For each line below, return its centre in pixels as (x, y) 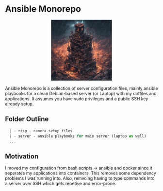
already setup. (19, 104)
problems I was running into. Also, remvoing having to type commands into (80, 178)
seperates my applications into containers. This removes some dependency (81, 173)
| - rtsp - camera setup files (41, 131)
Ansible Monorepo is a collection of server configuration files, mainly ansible (81, 88)
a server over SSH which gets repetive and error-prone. (61, 184)
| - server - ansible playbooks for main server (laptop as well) (78, 136)
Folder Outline (27, 119)
